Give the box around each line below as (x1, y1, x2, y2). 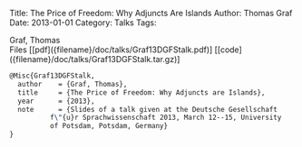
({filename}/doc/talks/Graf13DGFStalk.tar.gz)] (9, 54, 180, 64)
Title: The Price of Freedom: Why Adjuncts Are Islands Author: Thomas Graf (9, 8, 293, 18)
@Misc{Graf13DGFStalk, (9, 71, 95, 80)
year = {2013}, (17, 96, 95, 106)
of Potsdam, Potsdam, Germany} (49, 122, 169, 131)
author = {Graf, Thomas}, (17, 79, 128, 88)
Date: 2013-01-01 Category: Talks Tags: (9, 17, 157, 28)
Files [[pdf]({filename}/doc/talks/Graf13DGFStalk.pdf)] (9, 44, 213, 55)
